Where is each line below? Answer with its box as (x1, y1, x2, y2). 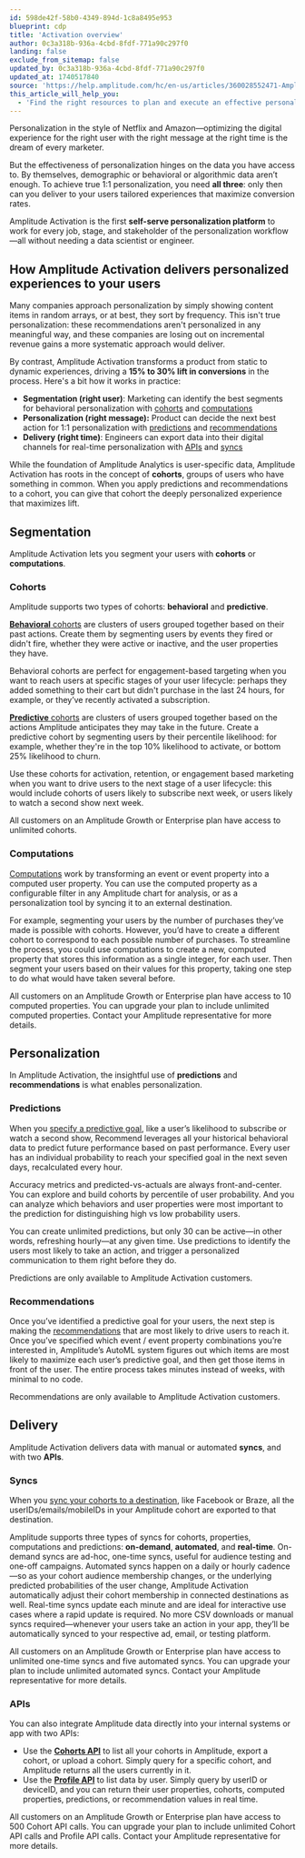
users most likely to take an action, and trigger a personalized (9, 1245, 241, 1256)
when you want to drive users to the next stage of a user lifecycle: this (9, 778, 272, 789)
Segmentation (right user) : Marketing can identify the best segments (22, 393, 283, 405)
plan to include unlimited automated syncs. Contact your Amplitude (9, 1665, 261, 1676)
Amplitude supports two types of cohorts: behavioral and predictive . (9, 601, 269, 612)
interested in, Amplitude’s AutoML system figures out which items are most (9, 1345, 290, 1355)
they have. (9, 648, 49, 659)
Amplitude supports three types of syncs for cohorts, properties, (9, 1532, 251, 1542)
